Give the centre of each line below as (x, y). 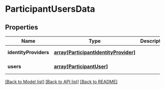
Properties (22, 27)
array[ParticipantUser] (81, 66)
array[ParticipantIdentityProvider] (95, 52)
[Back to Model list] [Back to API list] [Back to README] (61, 82)
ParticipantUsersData (50, 9)
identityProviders (28, 52)
